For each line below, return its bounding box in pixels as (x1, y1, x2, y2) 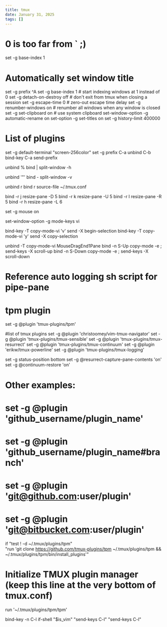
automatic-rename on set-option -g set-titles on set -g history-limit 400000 (5, 116, 161, 122)
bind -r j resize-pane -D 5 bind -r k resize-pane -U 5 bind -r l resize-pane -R (5, 194, 162, 200)
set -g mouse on (5, 209, 39, 215)
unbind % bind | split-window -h (5, 165, 71, 171)
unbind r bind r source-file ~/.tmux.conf (5, 184, 87, 190)
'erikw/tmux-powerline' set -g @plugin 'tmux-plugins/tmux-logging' (5, 347, 145, 353)
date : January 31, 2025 (5, 12, 55, 17)
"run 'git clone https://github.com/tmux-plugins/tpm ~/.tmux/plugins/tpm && (5, 546, 162, 552)
